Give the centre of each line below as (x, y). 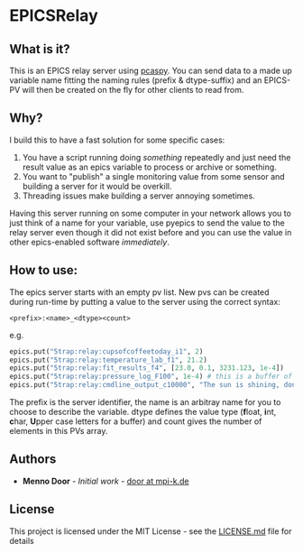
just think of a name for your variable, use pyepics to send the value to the (147, 223)
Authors (33, 460)
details (22, 540)
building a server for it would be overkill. (97, 186)
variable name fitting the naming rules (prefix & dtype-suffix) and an (136, 80)
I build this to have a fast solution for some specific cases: (117, 140)
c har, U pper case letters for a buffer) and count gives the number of (136, 421)
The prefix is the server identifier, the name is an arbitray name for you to (145, 402)
